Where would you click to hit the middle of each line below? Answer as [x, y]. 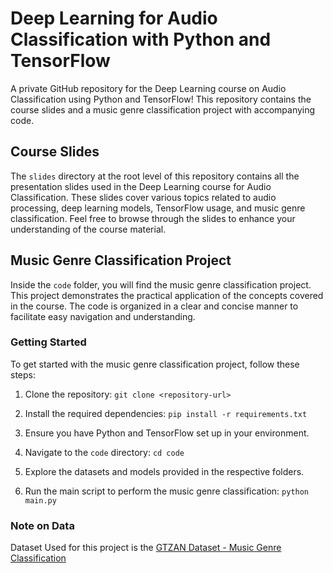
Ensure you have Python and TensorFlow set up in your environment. [167, 433]
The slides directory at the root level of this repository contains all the [155, 176]
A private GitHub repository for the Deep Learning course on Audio [148, 88]
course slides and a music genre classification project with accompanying [163, 109]
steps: [23, 374]
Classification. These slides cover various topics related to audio [143, 197]
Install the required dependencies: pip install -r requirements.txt [166, 413]
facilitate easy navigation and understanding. [103, 316]
